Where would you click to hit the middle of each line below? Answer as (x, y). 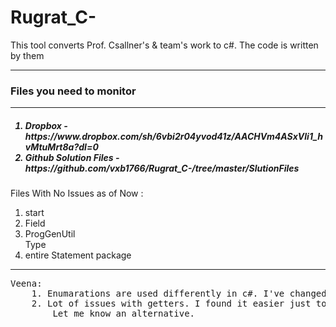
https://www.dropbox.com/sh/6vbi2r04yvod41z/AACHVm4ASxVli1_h (174, 136)
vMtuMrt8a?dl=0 (61, 147)
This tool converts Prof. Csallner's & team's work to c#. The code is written (164, 45)
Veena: (26, 284)
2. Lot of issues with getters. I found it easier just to (179, 304)
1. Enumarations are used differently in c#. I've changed (179, 294)
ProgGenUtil (50, 234)
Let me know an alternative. (124, 314)
